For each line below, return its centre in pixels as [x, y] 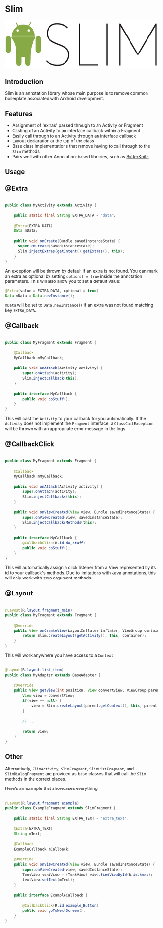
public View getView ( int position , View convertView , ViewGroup [80, 691]
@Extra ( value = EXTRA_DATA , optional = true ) [52, 291]
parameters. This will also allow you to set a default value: [63, 281]
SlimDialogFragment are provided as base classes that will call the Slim [75, 773]
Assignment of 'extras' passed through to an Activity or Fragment [77, 125]
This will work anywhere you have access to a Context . [60, 655]
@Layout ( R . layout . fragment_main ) [39, 610]
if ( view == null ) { [42, 701]
